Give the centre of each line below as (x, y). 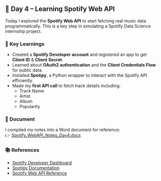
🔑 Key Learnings (25, 44)
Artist (25, 96)
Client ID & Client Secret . (38, 60)
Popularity (30, 107)
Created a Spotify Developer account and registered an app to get (80, 55)
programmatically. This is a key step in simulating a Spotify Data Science (78, 26)
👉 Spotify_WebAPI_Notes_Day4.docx (43, 136)
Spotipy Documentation (36, 168)
